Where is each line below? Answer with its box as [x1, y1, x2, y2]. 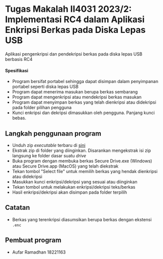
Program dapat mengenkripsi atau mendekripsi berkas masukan [12, 94, 142, 100]
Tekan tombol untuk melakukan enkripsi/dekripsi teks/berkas [12, 184, 136, 190]
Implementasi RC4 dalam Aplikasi [5, 14, 145, 25]
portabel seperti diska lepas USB [12, 84, 79, 89]
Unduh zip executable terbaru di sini [12, 142, 86, 148]
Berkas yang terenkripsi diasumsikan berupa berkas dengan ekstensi [12, 216, 152, 222]
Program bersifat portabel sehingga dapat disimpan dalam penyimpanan [12, 79, 159, 85]
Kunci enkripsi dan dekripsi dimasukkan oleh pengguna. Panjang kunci [12, 110, 155, 116]
